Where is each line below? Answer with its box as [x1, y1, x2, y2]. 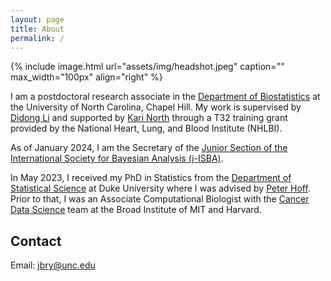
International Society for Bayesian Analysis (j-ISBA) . [10, 152, 224, 165]
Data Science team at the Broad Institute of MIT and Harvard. [10, 204, 262, 216]
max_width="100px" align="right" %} [10, 71, 163, 83]
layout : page [10, 14, 65, 25]
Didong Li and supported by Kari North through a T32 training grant [10, 112, 288, 124]
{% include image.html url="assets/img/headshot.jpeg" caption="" [10, 61, 285, 73]
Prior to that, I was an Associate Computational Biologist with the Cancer [10, 193, 310, 205]
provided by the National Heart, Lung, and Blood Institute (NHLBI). [10, 122, 283, 135]
